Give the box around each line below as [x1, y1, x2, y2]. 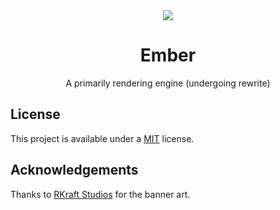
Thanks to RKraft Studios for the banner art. [10, 188, 191, 200]
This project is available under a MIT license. [10, 132, 195, 144]
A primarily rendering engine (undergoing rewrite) [65, 77, 271, 89]
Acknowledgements [10, 162, 139, 179]
